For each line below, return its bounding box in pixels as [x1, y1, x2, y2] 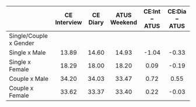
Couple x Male [9, 75, 48, 83]
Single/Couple [9, 32, 48, 40]
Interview [55, 19, 82, 26]
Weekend [110, 19, 138, 26]
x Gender [9, 39, 34, 47]
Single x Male [9, 49, 46, 56]
